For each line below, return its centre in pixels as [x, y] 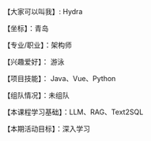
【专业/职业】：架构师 [38, 45]
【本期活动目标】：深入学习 [47, 129]
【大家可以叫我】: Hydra [43, 11]
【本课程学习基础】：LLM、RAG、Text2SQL [74, 112]
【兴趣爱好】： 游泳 [34, 62]
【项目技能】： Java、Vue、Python [60, 78]
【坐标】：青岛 [26, 28]
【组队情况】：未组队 [36, 95]
